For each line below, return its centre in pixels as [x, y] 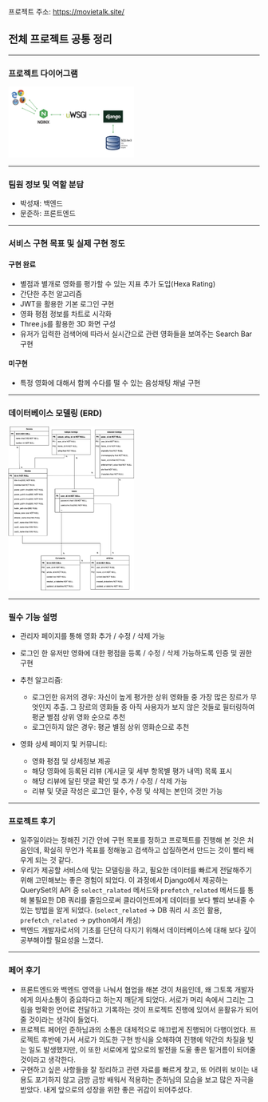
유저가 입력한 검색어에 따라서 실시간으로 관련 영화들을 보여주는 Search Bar [136, 334]
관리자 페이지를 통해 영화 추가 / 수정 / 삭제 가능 [93, 635]
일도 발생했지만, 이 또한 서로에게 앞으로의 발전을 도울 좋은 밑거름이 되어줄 [142, 1049]
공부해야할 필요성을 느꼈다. [61, 940]
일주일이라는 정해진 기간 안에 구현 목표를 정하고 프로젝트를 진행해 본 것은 [132, 840]
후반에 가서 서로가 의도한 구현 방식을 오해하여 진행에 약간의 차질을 [143, 1040]
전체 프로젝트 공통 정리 [61, 40]
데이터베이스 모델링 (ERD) [55, 413]
